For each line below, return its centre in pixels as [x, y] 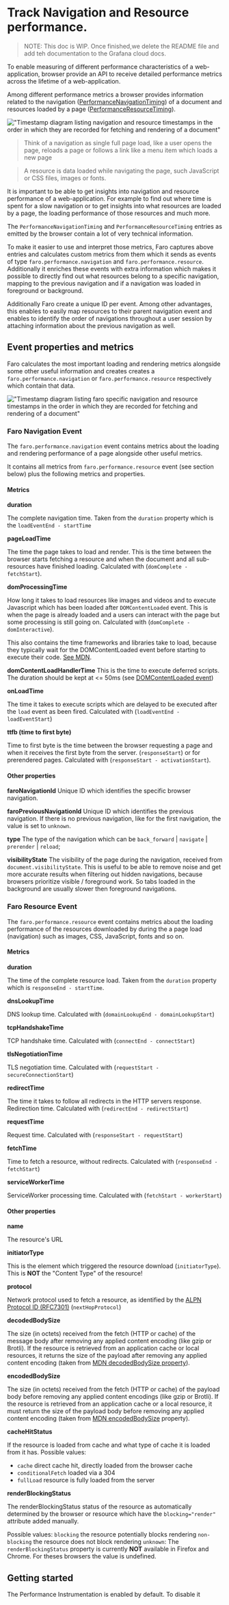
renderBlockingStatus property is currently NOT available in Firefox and [108, 1549]
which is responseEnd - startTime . [56, 987]
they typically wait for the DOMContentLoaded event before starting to [107, 650]
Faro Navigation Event [44, 431]
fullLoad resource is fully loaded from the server [86, 1480]
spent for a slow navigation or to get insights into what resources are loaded [114, 206]
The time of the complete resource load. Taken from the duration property [112, 980]
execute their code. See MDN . [50, 657]
